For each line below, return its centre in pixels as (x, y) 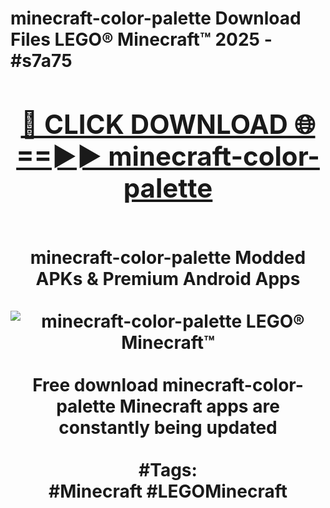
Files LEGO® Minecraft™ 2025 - (141, 39)
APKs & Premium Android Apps (168, 278)
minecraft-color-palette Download (156, 18)
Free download (95, 384)
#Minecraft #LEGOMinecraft (168, 491)
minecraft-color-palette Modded (168, 257)
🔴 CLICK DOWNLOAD (154, 124)
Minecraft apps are (199, 406)
